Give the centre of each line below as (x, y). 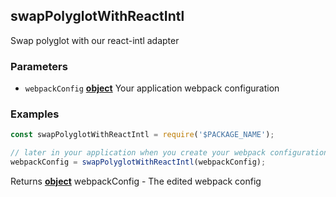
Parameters (39, 66)
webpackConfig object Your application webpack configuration (152, 88)
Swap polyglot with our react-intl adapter (95, 40)
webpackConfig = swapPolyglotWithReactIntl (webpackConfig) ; (138, 162)
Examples (35, 114)
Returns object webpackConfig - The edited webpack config (136, 181)
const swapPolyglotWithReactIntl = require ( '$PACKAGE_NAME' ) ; (142, 135)
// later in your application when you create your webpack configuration (169, 153)
